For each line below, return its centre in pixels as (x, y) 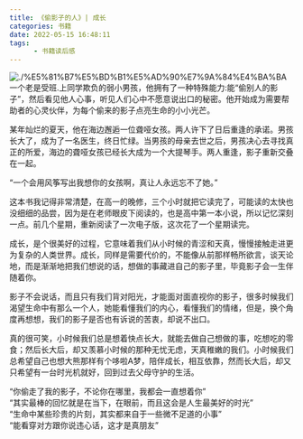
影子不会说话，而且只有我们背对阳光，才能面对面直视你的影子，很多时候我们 (151, 297)
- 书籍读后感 (54, 51)
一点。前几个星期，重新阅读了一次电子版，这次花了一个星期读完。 (132, 224)
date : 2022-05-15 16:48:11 (60, 34)
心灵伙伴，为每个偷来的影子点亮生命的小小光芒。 (124, 110)
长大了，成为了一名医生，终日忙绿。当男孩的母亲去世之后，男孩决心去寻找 (147, 141)
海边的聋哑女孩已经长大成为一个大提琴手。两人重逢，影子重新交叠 (171, 152)
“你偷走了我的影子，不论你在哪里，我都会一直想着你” (108, 392)
